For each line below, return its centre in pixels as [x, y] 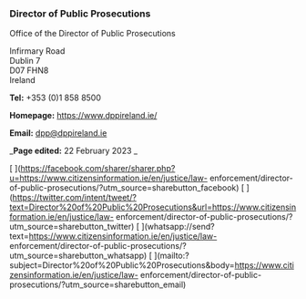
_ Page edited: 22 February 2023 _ [74, 151]
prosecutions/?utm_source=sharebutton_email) [98, 284]
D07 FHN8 [29, 70]
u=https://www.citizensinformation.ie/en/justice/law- [108, 178]
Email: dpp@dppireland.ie [58, 133]
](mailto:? [172, 256]
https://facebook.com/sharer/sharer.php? [98, 169]
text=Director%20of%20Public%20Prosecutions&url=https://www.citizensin [153, 207]
